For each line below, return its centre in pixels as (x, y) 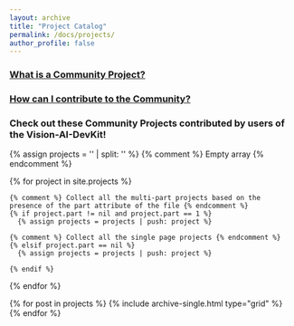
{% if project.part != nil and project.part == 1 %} (111, 214)
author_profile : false (52, 43)
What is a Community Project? (78, 75)
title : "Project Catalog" (58, 26)
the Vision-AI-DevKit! (58, 135)
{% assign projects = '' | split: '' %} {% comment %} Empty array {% (137, 154)
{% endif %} (32, 269)
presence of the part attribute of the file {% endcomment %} (129, 206)
